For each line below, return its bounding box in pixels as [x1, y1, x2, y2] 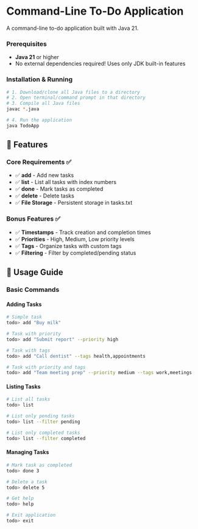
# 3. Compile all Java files [6, 101, 80, 107]
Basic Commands [6, 285, 60, 294]
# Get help [6, 495, 34, 502]
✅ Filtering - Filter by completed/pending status [15, 249, 136, 257]
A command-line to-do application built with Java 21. [6, 24, 139, 32]
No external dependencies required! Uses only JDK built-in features [15, 60, 186, 68]
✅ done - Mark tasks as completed [15, 185, 104, 193]
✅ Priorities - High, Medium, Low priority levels [15, 235, 135, 243]
